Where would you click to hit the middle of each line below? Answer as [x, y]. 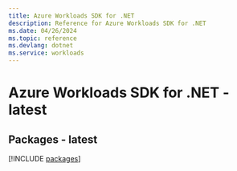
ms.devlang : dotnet [41, 46]
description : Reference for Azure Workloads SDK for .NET [107, 23]
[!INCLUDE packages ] [45, 159]
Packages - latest [53, 139]
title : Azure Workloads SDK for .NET [72, 16]
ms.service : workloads [46, 53]
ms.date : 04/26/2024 [43, 31]
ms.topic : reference [43, 38]
